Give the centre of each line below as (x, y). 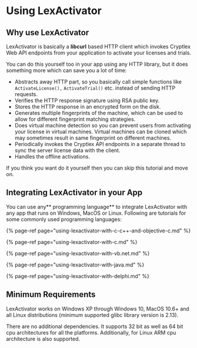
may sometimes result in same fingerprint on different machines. (93, 138)
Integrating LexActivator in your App (74, 193)
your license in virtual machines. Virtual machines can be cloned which (101, 131)
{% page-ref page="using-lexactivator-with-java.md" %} (75, 265)
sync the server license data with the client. (67, 150)
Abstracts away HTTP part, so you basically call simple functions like (98, 82)
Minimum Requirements (51, 295)
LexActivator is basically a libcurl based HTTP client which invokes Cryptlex (98, 46)
